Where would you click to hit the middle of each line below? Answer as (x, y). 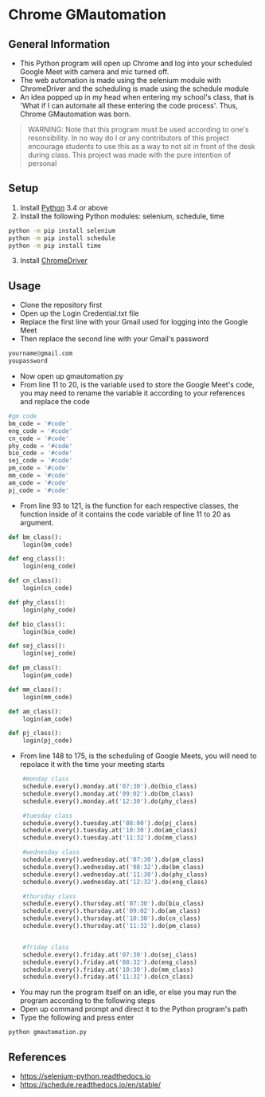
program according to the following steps (88, 1001)
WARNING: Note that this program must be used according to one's (138, 130)
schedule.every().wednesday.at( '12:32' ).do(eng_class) (115, 882)
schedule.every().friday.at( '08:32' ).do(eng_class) (110, 962)
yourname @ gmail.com (41, 354)
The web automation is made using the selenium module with (120, 80)
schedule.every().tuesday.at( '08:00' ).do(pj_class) (110, 823)
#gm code (23, 416)
